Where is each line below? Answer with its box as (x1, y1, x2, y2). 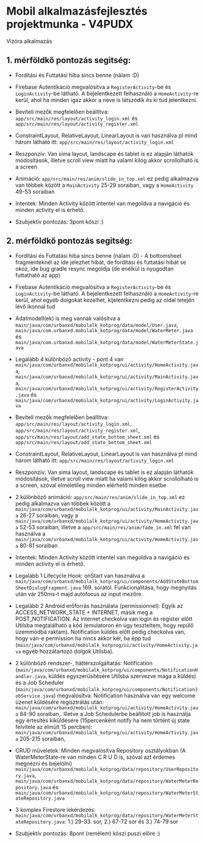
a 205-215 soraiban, (15, 735, 66, 742)
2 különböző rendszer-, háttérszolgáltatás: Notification (15, 659, 153, 666)
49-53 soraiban (15, 188, 55, 195)
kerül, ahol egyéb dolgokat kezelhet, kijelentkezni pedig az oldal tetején (15, 296, 195, 304)
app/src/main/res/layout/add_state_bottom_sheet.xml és (15, 432, 160, 440)
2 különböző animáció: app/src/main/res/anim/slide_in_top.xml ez (15, 493, 185, 500)
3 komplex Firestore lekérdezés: (15, 806, 96, 813)
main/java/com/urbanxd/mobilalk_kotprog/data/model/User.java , (15, 321, 179, 328)
